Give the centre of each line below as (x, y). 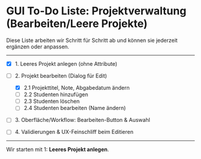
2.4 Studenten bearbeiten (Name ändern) (75, 108)
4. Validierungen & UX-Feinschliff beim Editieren (74, 132)
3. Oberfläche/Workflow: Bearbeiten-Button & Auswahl (83, 120)
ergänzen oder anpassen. (38, 47)
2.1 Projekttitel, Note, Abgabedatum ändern (77, 88)
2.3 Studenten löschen (51, 101)
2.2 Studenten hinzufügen (56, 94)
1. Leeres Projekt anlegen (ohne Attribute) (66, 63)
